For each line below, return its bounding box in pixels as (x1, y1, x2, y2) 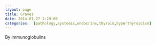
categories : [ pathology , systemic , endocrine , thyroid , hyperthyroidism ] (5, 21, 152, 26)
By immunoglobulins (5, 34, 46, 40)
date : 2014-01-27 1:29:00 (5, 16, 58, 21)
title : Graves (5, 12, 34, 17)
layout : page (5, 7, 32, 12)
